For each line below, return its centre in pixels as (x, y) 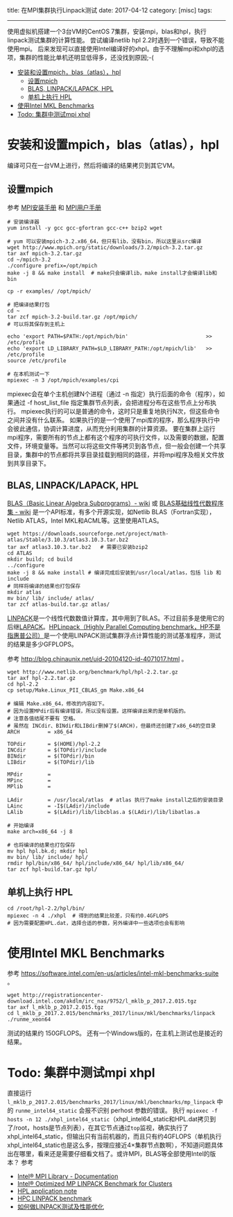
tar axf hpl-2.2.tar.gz (42, 678)
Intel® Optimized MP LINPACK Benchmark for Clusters (95, 1184)
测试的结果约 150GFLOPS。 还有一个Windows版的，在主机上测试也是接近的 (115, 1033)
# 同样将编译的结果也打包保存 (44, 586)
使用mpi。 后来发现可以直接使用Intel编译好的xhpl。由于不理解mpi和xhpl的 (113, 49)
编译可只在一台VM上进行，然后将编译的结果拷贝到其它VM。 (93, 165)
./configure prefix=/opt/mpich (52, 266)
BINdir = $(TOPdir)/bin (51, 756)
